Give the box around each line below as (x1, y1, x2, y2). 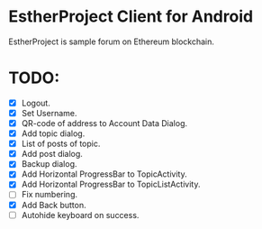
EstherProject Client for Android (8, 6, 254, 27)
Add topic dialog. (21, 128, 86, 139)
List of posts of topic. (21, 138, 101, 150)
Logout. (21, 97, 50, 108)
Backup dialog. (21, 159, 77, 169)
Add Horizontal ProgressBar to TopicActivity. (21, 169, 187, 179)
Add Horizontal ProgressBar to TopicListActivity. (21, 179, 201, 190)
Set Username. (21, 107, 77, 118)
